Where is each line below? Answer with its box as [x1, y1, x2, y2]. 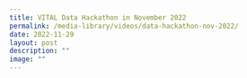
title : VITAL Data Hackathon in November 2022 [9, 13, 187, 22]
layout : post [9, 38, 58, 48]
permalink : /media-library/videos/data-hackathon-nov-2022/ [9, 22, 240, 30]
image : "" [9, 55, 47, 64]
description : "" [9, 47, 70, 56]
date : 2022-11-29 [9, 30, 75, 39]
